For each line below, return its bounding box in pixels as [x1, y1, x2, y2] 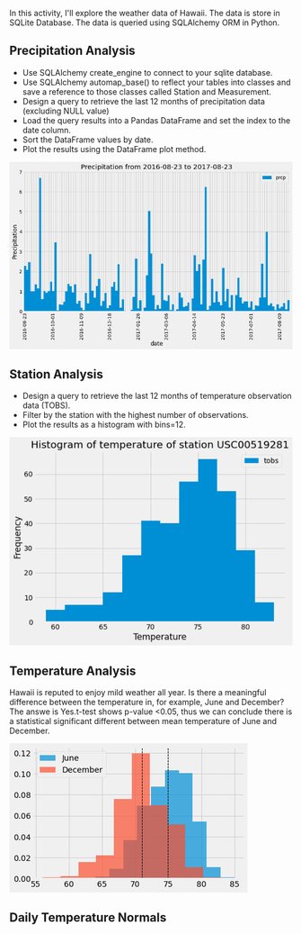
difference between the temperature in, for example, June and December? [9, 697, 285, 708]
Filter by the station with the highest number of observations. [22, 410, 249, 421]
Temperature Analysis [9, 663, 137, 678]
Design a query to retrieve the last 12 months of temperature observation [22, 391, 292, 402]
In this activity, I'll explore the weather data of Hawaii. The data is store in [9, 8, 280, 18]
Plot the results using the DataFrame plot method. [22, 143, 207, 154]
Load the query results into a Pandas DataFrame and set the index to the [22, 114, 291, 125]
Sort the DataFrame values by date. [22, 134, 154, 145]
